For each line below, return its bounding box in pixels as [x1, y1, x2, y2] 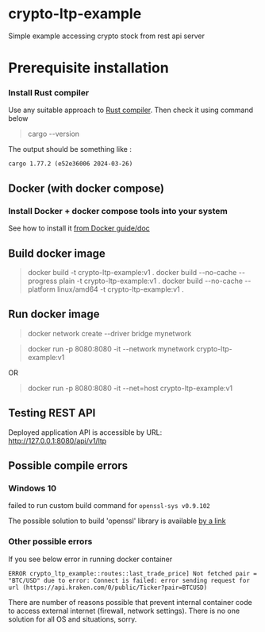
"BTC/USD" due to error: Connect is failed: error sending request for [8, 576, 250, 584]
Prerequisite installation [8, 59, 169, 77]
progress [27, 276, 58, 285]
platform [27, 284, 56, 294]
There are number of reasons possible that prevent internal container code [8, 597, 252, 607]
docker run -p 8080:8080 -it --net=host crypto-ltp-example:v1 [27, 383, 232, 393]
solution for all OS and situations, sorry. [8, 614, 137, 624]
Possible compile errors [8, 459, 129, 472]
